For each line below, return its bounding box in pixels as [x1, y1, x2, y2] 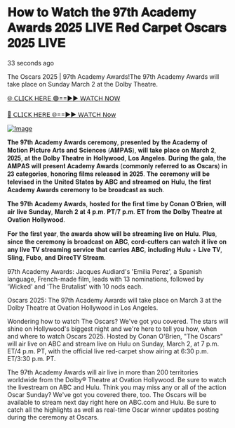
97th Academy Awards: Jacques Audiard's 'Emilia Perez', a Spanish [7, 267, 202, 275]
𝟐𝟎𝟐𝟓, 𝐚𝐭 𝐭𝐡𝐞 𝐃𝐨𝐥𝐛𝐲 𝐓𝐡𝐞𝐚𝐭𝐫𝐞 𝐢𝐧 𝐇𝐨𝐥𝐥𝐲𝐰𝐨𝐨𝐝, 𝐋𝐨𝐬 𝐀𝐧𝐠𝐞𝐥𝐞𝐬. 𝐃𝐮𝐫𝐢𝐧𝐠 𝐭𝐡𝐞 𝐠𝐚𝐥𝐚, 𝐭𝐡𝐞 [7, 153, 227, 162]
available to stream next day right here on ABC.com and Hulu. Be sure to [7, 398, 217, 406]
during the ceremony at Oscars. [7, 413, 100, 421]
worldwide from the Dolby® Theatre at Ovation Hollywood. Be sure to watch [7, 375, 227, 384]
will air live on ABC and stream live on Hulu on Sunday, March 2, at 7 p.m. [7, 339, 220, 348]
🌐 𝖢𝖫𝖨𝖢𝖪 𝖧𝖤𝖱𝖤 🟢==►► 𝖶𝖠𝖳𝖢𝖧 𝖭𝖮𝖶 [7, 94, 121, 102]
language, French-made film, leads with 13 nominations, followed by [7, 275, 204, 283]
